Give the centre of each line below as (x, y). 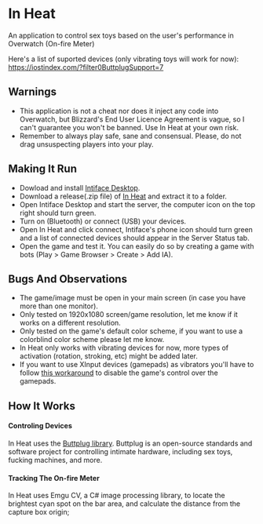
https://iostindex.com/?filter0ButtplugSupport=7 (86, 67)
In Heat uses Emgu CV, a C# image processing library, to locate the (117, 496)
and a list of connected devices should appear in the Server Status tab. (134, 238)
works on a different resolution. (70, 323)
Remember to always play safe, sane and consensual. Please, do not (130, 136)
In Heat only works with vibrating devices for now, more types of (124, 348)
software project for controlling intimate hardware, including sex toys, (121, 451)
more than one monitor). (58, 306)
